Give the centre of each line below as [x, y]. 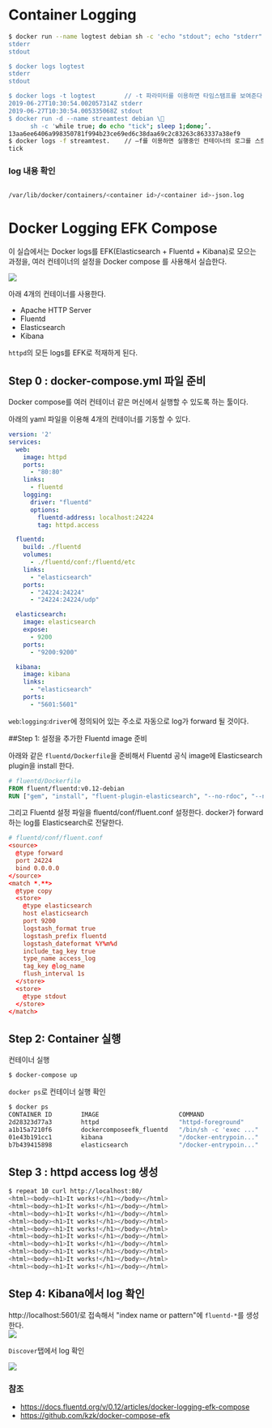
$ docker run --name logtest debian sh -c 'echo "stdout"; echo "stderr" [136, 36]
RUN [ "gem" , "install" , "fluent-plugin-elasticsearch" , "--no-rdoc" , [128, 796]
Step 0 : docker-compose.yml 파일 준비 [107, 381]
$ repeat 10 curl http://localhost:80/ [76, 1191]
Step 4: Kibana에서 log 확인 [77, 1294]
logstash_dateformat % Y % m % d [70, 943]
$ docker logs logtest [47, 66]
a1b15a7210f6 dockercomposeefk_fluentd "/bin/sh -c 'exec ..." [134, 1130]
